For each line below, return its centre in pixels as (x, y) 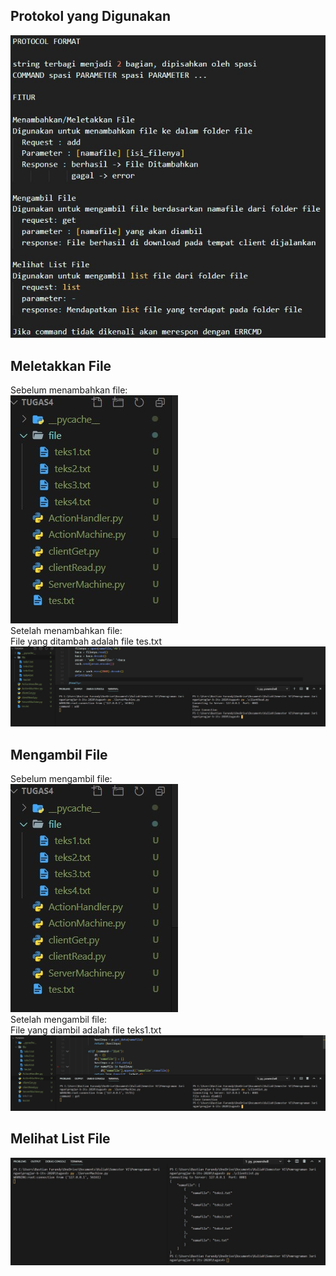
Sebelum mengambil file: (61, 779)
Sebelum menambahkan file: (69, 390)
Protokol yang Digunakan (90, 16)
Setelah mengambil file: (59, 1020)
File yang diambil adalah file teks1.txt (86, 1030)
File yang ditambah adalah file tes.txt (86, 641)
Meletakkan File (61, 365)
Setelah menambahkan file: (66, 631)
